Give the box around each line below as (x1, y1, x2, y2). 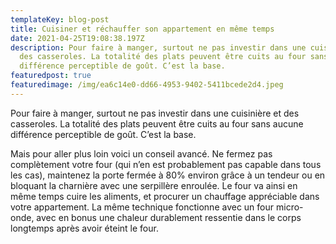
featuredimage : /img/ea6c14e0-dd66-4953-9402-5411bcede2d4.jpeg (10, 80, 284, 90)
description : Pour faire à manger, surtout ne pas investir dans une (10, 42, 307, 53)
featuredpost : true (10, 71, 92, 81)
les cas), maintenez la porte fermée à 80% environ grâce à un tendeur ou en (10, 169, 326, 181)
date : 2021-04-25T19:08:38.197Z (10, 33, 145, 43)
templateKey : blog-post (10, 14, 110, 25)
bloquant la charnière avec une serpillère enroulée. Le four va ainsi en (10, 179, 298, 191)
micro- (275, 201, 304, 213)
